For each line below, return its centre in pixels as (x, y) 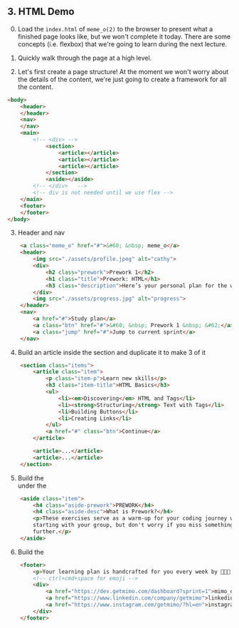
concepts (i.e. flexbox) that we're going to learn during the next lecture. (122, 44)
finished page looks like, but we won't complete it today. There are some (124, 36)
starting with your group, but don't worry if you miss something (133, 525)
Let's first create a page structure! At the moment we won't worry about (123, 71)
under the (32, 485)
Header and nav (41, 233)
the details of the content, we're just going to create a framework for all (122, 79)
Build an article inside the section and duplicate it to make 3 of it (112, 352)
